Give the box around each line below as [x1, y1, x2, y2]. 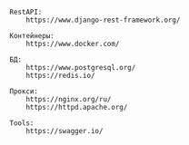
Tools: [9, 119, 35, 128]
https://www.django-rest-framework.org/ [25, 15, 181, 24]
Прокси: [9, 87, 39, 96]
